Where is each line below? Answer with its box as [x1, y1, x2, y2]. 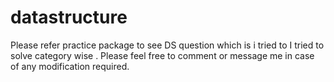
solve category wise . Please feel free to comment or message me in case [10, 49, 315, 61]
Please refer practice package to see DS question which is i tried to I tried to [10, 39, 325, 51]
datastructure [10, 6, 128, 29]
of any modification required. [10, 60, 130, 72]
